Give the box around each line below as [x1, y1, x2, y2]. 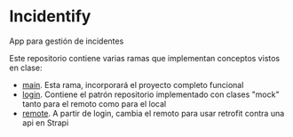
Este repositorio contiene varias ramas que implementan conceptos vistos [9, 52, 281, 63]
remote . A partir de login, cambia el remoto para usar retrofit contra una [21, 108, 285, 118]
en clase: [9, 62, 43, 73]
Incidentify [9, 6, 91, 27]
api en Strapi [21, 117, 69, 128]
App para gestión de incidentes [9, 36, 124, 46]
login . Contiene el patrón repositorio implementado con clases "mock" [21, 89, 280, 100]
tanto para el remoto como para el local [21, 98, 167, 109]
